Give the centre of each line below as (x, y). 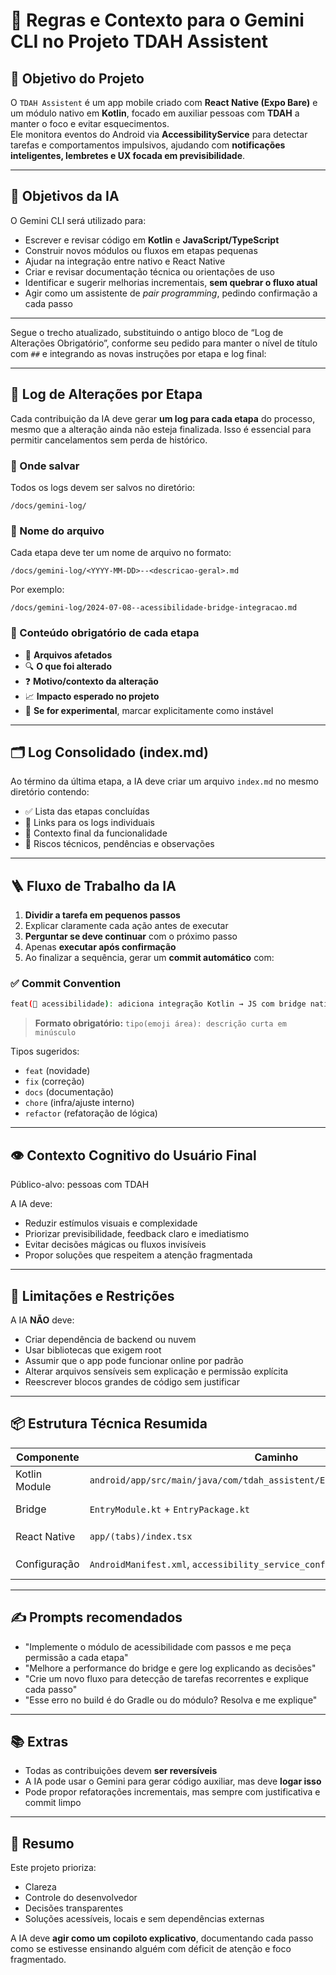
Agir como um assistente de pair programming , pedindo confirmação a (171, 293)
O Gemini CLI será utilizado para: (78, 220)
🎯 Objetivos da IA (65, 196)
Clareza (40, 1887)
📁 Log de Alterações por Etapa (106, 394)
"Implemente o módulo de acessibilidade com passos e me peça (158, 1646)
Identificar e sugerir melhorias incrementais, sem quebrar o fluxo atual (171, 282)
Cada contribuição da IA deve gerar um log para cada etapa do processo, (163, 418)
